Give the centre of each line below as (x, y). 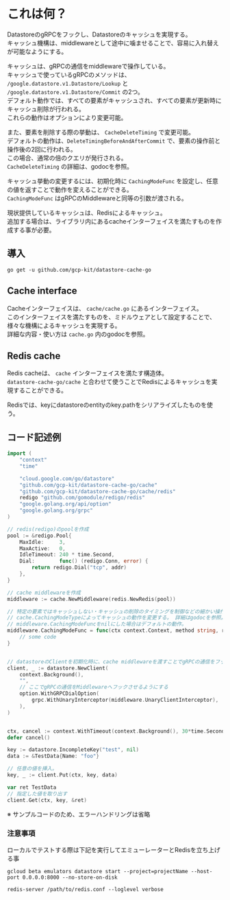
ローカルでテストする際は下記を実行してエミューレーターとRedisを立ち (108, 850)
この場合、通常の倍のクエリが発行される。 (67, 158)
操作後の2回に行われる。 (42, 149)
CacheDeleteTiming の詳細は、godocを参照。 (70, 166)
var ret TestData (32, 787)
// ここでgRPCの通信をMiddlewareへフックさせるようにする (94, 687)
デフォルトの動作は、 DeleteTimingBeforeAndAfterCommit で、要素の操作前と (114, 141)
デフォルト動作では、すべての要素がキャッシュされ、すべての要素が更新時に (115, 100)
